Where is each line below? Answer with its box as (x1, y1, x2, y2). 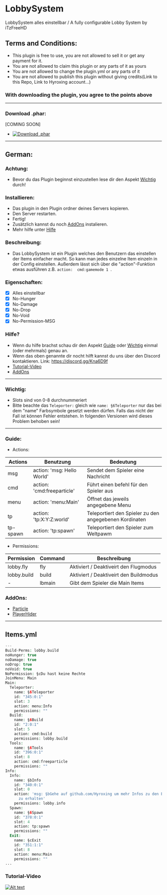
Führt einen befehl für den (86, 481, 148, 488)
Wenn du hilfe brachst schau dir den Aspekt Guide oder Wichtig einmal (12, 342, 158, 348)
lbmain (39, 580, 56, 587)
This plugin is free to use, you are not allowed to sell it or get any (12, 52, 145, 58)
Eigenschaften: (5, 278, 43, 285)
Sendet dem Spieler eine (86, 467, 145, 474)
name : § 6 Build (14, 718, 43, 723)
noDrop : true (5, 662, 32, 667)
